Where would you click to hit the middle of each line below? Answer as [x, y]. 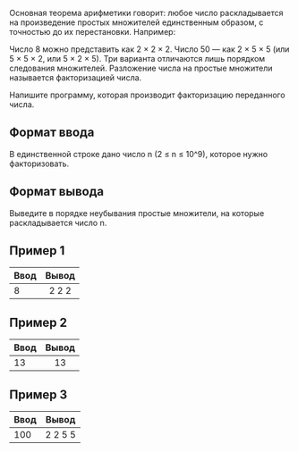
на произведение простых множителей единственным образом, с [136, 22]
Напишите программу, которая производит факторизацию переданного [147, 95]
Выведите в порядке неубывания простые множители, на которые [137, 213]
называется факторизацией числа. [76, 78]
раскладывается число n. [58, 222]
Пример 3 [38, 394]
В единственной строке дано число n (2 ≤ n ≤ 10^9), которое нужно [139, 154]
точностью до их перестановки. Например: [93, 32]
